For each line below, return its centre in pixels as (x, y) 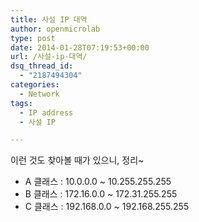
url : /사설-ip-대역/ (49, 57)
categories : (35, 85)
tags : (21, 103)
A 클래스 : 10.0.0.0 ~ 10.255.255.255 (98, 182)
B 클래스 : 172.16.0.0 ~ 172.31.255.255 (101, 194)
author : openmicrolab (55, 29)
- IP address (46, 112)
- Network (39, 94)
